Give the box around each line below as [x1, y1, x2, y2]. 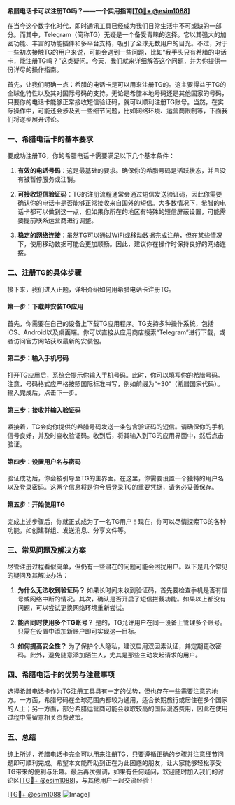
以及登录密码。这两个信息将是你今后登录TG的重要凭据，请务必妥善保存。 [7, 483, 218, 492]
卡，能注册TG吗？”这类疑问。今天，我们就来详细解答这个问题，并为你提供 [7, 57, 221, 65]
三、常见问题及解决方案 [7, 545, 86, 555]
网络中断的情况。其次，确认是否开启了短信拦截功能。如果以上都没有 [29, 594, 226, 603]
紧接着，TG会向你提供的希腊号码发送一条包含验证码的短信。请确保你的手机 [7, 422, 225, 431]
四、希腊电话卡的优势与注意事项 [7, 669, 115, 679]
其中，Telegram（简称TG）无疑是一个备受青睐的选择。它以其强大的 [25, 31, 220, 38]
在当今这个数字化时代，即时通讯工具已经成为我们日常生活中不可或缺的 [7, 22, 210, 30]
